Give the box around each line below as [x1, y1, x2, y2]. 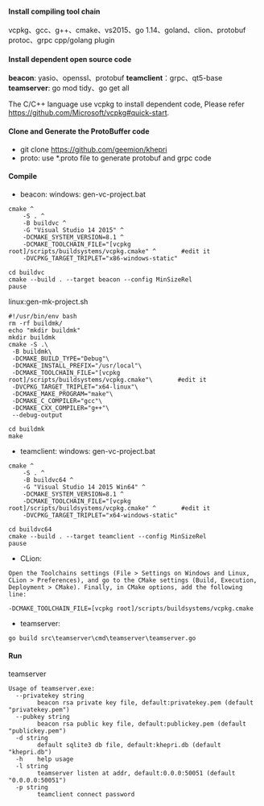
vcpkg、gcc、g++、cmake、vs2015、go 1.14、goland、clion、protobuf [8, 25, 246, 35]
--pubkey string [15, 713, 70, 721]
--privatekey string [15, 692, 85, 700]
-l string [15, 762, 48, 771]
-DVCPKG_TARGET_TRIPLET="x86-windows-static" [23, 254, 179, 262]
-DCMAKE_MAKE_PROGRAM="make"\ [11, 389, 113, 398]
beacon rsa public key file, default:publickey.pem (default [37, 720, 247, 729]
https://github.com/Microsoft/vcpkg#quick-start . [8, 108, 170, 118]
